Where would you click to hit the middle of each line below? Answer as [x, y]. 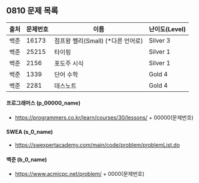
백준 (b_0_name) [27, 159]
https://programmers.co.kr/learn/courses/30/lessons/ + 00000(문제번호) [104, 118]
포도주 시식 [69, 63]
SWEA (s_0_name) [30, 131]
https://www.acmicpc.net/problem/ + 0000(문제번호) [80, 174]
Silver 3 [160, 40]
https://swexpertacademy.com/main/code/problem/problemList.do [97, 145]
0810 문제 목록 [32, 11]
